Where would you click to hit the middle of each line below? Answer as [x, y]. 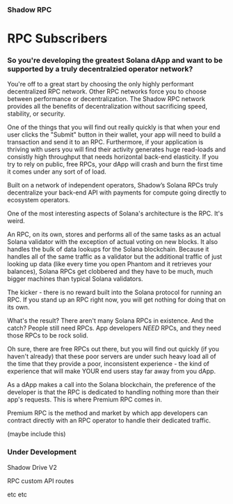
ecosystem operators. [39, 200]
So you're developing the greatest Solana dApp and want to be [115, 61]
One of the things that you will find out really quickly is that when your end [114, 128]
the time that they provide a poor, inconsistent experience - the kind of [109, 364]
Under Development [42, 452]
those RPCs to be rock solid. [48, 335]
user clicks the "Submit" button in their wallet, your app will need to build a [114, 135]
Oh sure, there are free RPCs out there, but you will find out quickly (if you [113, 349]
